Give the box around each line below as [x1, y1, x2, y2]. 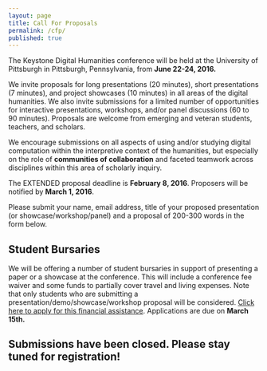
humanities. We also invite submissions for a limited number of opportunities [8, 97, 259, 106]
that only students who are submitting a [8, 289, 139, 299]
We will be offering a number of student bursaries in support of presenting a [8, 264, 259, 274]
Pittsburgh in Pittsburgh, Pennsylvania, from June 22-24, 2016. [8, 65, 217, 74]
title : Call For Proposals [8, 19, 98, 27]
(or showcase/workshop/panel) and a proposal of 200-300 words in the [8, 211, 245, 220]
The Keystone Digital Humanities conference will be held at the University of [8, 56, 259, 65]
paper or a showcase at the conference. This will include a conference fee [8, 272, 253, 282]
